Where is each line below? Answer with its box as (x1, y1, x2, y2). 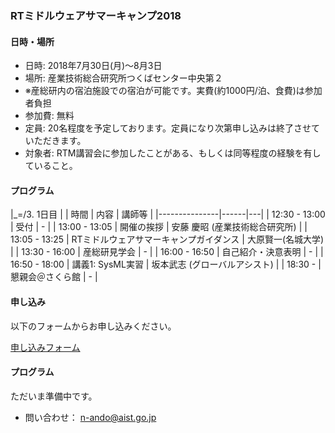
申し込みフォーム (10, 341, 81, 353)
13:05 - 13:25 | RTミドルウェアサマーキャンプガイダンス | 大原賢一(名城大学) (10, 233, 325, 246)
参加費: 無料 (24, 110, 75, 122)
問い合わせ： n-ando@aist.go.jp (24, 411, 157, 423)
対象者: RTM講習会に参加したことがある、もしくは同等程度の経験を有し (24, 147, 322, 159)
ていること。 (24, 160, 78, 172)
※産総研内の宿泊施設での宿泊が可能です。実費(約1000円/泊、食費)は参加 (24, 85, 323, 97)
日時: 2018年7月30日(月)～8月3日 (24, 60, 163, 72)
